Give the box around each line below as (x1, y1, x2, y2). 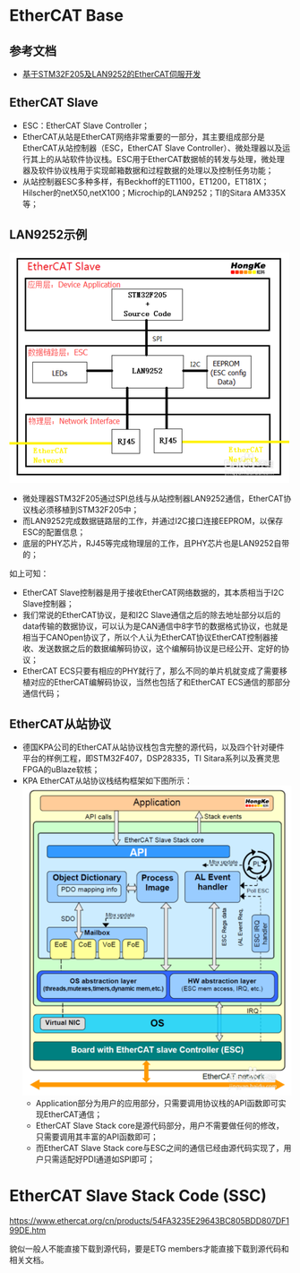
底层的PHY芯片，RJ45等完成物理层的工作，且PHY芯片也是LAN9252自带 (21, 538, 290, 548)
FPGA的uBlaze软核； (21, 764, 100, 775)
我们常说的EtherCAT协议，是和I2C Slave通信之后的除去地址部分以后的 (21, 609, 281, 620)
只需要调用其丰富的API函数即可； (35, 1131, 159, 1142)
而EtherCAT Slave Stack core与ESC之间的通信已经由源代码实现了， (35, 1142, 284, 1153)
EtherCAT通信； (43, 1108, 103, 1120)
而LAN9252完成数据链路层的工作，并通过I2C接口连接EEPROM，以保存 (21, 515, 284, 526)
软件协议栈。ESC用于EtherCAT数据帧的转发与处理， (69, 153, 261, 164)
